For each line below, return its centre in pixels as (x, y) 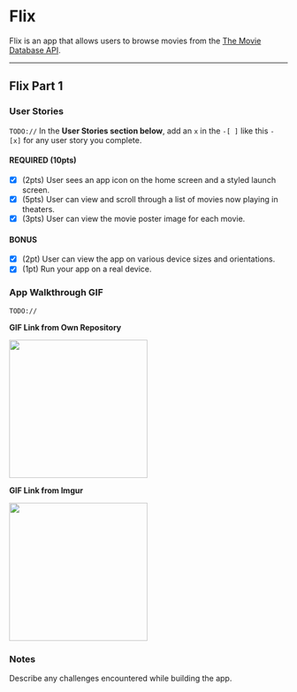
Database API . (35, 49)
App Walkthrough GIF (56, 293)
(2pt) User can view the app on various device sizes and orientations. (148, 259)
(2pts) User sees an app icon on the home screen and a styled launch (149, 179)
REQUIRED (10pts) (43, 160)
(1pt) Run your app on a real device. (87, 269)
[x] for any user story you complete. (76, 140)
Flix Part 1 (36, 86)
